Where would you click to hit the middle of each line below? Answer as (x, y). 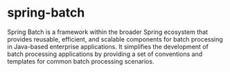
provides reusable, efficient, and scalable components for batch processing (115, 39)
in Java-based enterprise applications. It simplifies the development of (108, 46)
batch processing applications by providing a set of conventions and (105, 54)
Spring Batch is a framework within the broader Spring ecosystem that (108, 32)
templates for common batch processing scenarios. (81, 61)
